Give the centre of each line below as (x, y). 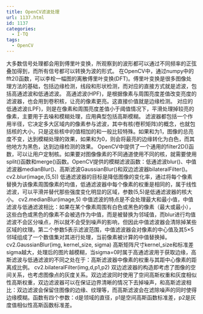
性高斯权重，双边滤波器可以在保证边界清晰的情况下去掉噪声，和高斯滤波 (96, 282)
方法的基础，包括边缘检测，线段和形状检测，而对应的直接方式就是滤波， (101, 86)
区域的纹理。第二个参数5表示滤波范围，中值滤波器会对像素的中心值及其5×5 (100, 229)
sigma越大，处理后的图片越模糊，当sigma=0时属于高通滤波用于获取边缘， (99, 252)
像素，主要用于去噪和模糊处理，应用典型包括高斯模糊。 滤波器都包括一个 (97, 116)
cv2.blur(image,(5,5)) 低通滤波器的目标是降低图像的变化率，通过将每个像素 (99, 176)
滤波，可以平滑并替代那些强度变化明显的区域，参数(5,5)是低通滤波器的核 (97, 191)
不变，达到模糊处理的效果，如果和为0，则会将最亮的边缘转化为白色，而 (100, 139)
